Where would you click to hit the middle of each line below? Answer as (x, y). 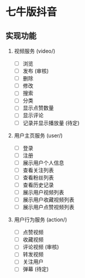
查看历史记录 (38, 185)
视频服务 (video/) (35, 51)
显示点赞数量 (38, 108)
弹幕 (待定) (36, 269)
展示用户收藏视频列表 (48, 199)
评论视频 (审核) (41, 247)
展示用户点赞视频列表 (48, 207)
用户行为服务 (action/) (40, 220)
